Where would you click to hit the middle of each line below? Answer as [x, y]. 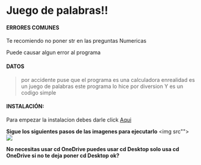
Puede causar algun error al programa [54, 52]
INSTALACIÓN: [25, 107]
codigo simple [39, 92]
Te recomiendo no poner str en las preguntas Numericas [76, 41]
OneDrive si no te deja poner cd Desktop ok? [63, 155]
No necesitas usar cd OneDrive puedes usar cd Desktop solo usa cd [93, 149]
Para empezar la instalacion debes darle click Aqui [69, 120]
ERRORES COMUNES [33, 27]
